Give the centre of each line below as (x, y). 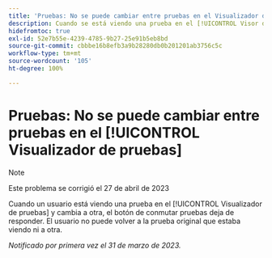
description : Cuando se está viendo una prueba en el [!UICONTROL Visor (134, 23)
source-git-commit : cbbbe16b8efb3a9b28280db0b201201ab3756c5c (115, 46)
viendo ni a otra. (36, 229)
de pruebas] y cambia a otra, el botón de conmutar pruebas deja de (121, 212)
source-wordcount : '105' (50, 61)
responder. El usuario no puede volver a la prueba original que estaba (125, 221)
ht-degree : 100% (36, 69)
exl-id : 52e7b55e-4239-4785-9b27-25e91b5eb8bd (88, 38)
